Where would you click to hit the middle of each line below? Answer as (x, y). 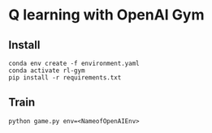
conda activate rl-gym (47, 71)
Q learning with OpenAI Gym (106, 15)
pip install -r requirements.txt (65, 78)
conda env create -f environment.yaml (74, 63)
